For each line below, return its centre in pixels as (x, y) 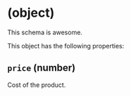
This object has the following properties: (66, 46)
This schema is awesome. (45, 32)
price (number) (42, 68)
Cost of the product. (37, 85)
